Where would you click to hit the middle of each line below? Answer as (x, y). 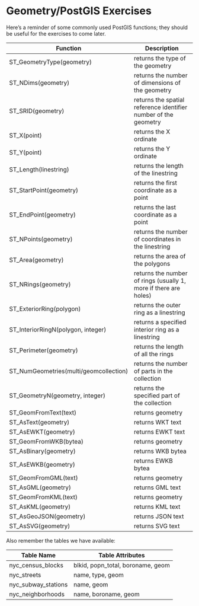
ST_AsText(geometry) (39, 422)
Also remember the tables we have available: (61, 540)
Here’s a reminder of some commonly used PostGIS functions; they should (97, 27)
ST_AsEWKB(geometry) (42, 464)
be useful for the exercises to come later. (56, 33)
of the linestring (156, 173)
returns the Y (152, 148)
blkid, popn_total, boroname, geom (121, 565)
